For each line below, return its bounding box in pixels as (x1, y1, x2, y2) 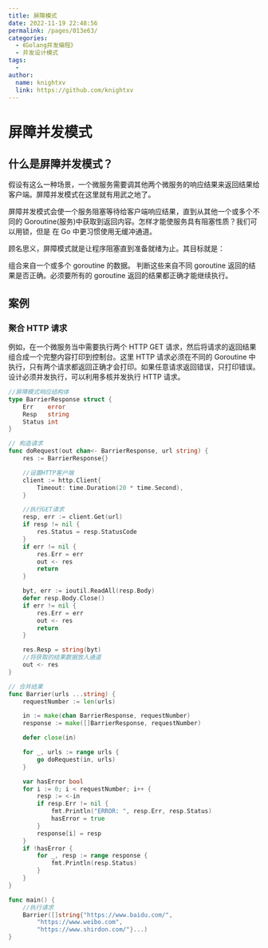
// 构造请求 (8, 440, 44, 448)
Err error (22, 403, 66, 411)
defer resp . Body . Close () (22, 595, 105, 603)
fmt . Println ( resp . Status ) (50, 859, 137, 867)
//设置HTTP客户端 (22, 468, 74, 476)
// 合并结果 (8, 683, 44, 691)
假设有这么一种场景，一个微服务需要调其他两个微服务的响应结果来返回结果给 (8, 180, 260, 189)
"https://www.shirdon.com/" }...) (37, 926, 148, 934)
